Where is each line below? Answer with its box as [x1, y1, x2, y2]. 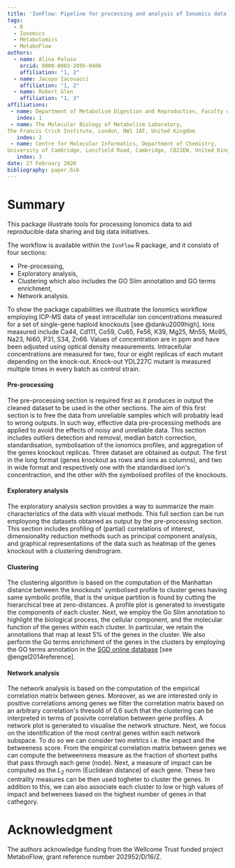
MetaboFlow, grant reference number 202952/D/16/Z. [7, 853, 162, 861]
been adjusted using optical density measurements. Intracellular [7, 342, 192, 351]
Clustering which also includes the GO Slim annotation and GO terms [17, 276, 216, 285]
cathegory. [7, 797, 38, 806]
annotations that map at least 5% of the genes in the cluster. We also [7, 631, 206, 639]
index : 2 [16, 134, 42, 141]
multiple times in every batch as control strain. [7, 365, 141, 373]
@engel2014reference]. [7, 652, 76, 661]
